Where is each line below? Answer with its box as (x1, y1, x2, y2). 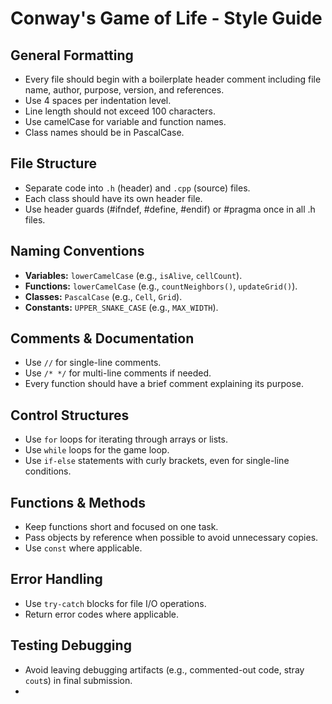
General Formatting (10, 47, 134, 64)
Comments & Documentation (10, 330, 195, 347)
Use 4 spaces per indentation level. (24, 95, 172, 106)
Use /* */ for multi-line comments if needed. (24, 367, 212, 379)
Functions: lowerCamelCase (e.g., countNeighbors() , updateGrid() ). (24, 280, 298, 292)
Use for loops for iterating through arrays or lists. (24, 433, 228, 446)
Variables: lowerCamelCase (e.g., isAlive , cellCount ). (24, 269, 243, 281)
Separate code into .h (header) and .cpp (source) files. (24, 182, 251, 194)
